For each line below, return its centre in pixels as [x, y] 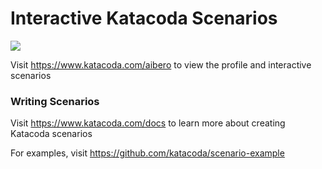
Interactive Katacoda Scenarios [144, 18]
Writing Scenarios [55, 101]
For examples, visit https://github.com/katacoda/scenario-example [147, 153]
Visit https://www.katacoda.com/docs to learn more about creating [148, 123]
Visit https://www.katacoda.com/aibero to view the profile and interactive [161, 64]
